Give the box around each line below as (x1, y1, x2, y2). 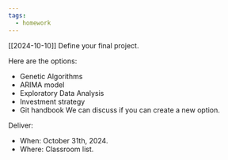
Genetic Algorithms (19, 71, 83, 81)
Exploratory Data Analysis (19, 88, 104, 97)
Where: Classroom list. (19, 144, 94, 154)
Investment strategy (19, 97, 85, 106)
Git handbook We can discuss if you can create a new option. (19, 105, 220, 115)
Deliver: (8, 120, 34, 130)
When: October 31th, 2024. (19, 135, 108, 145)
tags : (8, 11, 26, 20)
